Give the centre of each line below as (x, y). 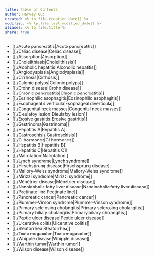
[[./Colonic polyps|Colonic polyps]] (47, 83)
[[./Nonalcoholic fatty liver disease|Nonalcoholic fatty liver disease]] (81, 187)
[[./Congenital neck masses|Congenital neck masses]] (67, 109)
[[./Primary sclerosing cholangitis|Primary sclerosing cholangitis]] (78, 208)
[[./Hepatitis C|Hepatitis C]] (40, 150)
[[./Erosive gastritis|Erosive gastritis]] (49, 119)
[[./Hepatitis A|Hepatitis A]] (40, 129)
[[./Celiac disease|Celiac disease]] (47, 51)
